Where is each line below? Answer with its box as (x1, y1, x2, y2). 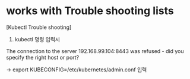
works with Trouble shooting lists (6, 4, 174, 18)
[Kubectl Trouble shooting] (6, 24, 72, 31)
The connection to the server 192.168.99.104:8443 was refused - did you (6, 47, 184, 54)
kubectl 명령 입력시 (14, 35, 61, 42)
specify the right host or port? (6, 54, 80, 61)
